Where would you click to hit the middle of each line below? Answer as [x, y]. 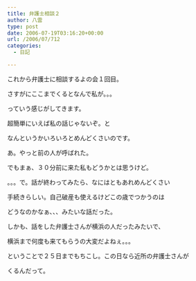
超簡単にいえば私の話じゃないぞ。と [59, 123]
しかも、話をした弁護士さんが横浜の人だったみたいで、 [86, 226]
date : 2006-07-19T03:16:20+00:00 [55, 33]
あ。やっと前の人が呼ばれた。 [50, 153]
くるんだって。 [28, 271]
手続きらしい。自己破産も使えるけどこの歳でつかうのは [86, 197]
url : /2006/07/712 [34, 40]
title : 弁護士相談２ [34, 14]
